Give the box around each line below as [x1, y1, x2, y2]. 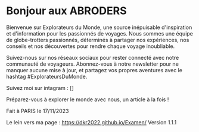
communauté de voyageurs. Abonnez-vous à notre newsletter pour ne [6, 60, 179, 67]
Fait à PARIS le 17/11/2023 [6, 107, 69, 114]
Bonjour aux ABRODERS [6, 4, 127, 18]
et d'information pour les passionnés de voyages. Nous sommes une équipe [6, 30, 194, 37]
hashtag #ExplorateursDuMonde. [6, 73, 88, 80]
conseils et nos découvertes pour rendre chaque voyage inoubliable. [6, 43, 175, 50]
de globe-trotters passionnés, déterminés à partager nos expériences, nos [6, 36, 189, 43]
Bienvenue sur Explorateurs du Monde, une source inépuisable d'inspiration [6, 24, 192, 31]
